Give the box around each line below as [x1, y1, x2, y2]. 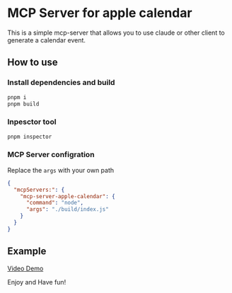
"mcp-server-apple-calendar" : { [20, 193, 115, 200]
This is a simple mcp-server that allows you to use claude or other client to [7, 28, 225, 37]
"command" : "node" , [25, 200, 83, 207]
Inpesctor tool [7, 117, 57, 127]
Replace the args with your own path [7, 166, 115, 174]
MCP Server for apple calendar [7, 5, 192, 21]
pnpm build [7, 100, 40, 108]
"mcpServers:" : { [13, 186, 65, 193]
